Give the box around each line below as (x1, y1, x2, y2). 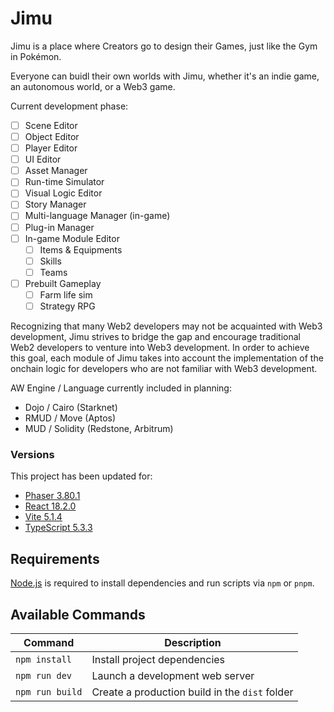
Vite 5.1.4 (24, 511, 63, 523)
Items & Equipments (39, 243, 123, 256)
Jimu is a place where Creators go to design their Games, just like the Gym (10, 40, 318, 52)
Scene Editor (24, 119, 78, 131)
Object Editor (24, 131, 80, 142)
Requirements (10, 550, 100, 567)
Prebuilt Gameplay (24, 277, 102, 289)
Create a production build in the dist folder (91, 685, 294, 699)
